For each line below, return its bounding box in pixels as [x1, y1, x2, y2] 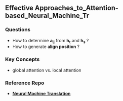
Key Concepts [5, 56, 40, 63]
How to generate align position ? [12, 44, 80, 50]
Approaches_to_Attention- [35, 4, 119, 12]
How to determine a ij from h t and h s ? [12, 37, 89, 45]
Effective [5, 4, 34, 12]
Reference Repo [5, 79, 44, 86]
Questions [5, 26, 31, 33]
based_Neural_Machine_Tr [5, 12, 89, 20]
